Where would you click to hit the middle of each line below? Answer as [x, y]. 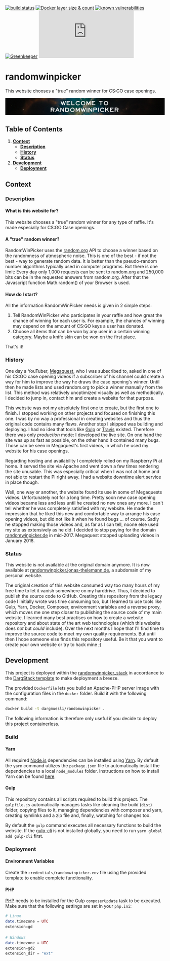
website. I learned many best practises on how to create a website [74, 617]
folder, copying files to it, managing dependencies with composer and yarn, [84, 810]
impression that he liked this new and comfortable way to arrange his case [83, 513]
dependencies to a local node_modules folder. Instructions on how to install [82, 771]
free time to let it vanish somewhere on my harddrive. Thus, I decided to [80, 590]
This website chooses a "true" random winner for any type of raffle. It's [80, 222]
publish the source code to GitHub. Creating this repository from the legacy [84, 596]
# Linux [13, 916]
